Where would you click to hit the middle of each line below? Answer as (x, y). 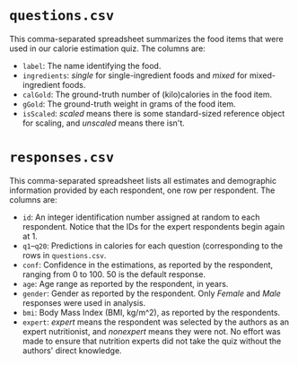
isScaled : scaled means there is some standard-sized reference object (153, 113)
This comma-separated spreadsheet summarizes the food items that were (147, 39)
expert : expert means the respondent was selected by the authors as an (156, 322)
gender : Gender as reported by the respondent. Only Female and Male (151, 293)
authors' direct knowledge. (72, 350)
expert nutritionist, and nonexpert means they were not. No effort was (151, 331)
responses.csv (62, 157)
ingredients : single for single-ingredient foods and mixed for (135, 75)
